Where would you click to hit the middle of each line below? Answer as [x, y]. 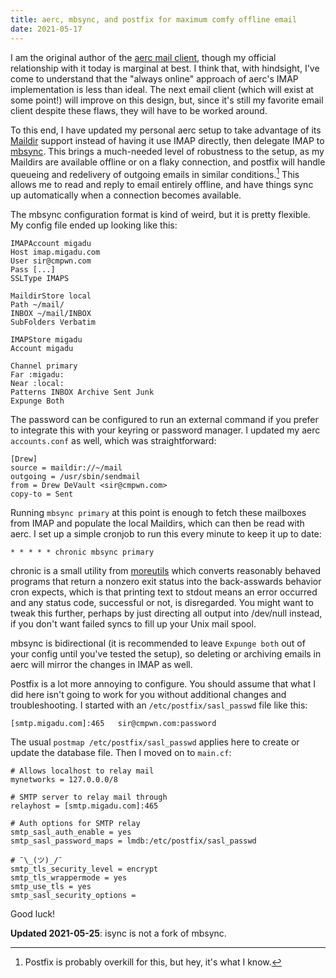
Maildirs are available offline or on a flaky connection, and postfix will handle [168, 162]
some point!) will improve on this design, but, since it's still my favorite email [167, 100]
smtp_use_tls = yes [51, 887]
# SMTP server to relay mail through [89, 797]
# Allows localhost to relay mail [82, 771]
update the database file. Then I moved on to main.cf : [121, 753]
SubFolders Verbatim [53, 322]
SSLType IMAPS [40, 279]
